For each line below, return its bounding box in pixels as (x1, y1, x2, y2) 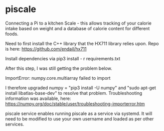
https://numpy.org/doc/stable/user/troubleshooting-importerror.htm (5, 100, 145, 106)
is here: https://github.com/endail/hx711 (5, 46, 87, 52)
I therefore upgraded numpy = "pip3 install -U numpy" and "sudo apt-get (5, 84, 156, 91)
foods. (5, 31, 19, 37)
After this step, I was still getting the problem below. (5, 65, 112, 71)
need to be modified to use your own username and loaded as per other (5, 115, 154, 121)
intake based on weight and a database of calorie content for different (5, 25, 150, 31)
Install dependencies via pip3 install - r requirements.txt (5, 55, 120, 61)
